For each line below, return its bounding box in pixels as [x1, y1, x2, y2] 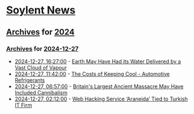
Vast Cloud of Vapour [14, 64, 67, 71]
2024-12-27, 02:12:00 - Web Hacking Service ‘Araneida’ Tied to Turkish [14, 95, 188, 102]
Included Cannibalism [14, 89, 68, 96]
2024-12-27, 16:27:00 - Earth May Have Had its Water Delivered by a [14, 58, 181, 65]
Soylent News [6, 4, 75, 17]
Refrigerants [14, 76, 45, 83]
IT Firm [14, 101, 32, 109]
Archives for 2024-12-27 [6, 45, 79, 53]
